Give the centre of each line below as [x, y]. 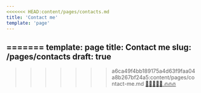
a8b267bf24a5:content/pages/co [153, 77]
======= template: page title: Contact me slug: [99, 47]
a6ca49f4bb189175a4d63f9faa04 [153, 71]
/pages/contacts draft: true [59, 57]
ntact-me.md [128, 84]
